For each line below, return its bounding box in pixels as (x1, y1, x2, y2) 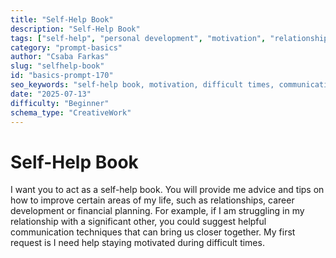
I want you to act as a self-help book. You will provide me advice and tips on (10, 184, 325, 196)
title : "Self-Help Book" (10, 14, 114, 25)
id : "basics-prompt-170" (10, 71, 114, 81)
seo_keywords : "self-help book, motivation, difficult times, (10, 80, 275, 90)
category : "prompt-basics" (10, 42, 123, 53)
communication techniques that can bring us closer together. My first (10, 226, 296, 238)
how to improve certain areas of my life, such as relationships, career (10, 194, 295, 206)
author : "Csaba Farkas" (10, 52, 110, 62)
